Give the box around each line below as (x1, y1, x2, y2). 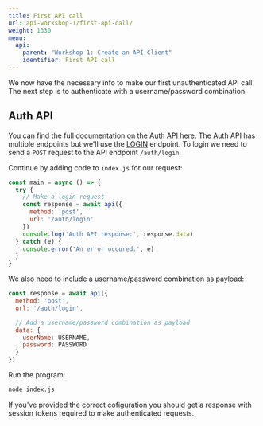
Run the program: (8, 370, 66, 380)
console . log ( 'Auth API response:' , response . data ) (22, 230, 194, 238)
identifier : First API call (22, 57, 115, 64)
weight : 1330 (8, 26, 52, 34)
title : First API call (8, 11, 83, 20)
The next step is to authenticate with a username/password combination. (8, 86, 248, 96)
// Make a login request (22, 193, 105, 201)
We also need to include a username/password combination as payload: (8, 274, 245, 283)
